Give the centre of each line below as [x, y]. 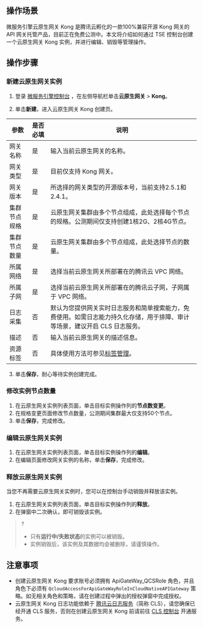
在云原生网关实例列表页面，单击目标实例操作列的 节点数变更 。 [92, 405]
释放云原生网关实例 [34, 477]
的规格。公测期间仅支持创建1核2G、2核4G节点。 [120, 221]
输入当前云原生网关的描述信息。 [96, 337]
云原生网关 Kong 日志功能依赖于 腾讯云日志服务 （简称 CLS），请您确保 [102, 604]
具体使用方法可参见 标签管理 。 [93, 353]
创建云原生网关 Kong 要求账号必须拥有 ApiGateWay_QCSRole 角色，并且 [105, 581]
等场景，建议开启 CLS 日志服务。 [97, 326]
